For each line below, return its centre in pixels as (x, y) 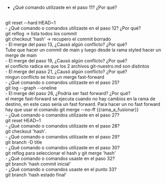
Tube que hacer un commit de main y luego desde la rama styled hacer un (83, 50)
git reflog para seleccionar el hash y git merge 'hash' (61, 153)
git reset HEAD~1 (23, 120)
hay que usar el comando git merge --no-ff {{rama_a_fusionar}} (72, 110)
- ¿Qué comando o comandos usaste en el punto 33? (61, 169)
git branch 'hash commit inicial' (38, 164)
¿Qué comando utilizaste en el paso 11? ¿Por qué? (65, 7)
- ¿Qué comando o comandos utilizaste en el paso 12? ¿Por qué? (73, 28)
